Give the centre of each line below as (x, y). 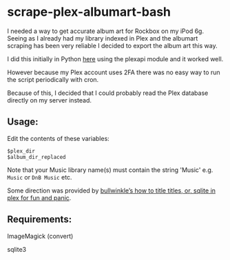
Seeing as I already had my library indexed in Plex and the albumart (103, 38)
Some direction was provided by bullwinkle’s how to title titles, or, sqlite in (111, 191)
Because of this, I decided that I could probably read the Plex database (108, 93)
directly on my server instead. (49, 100)
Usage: (23, 122)
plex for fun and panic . (39, 197)
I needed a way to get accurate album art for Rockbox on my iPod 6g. (106, 31)
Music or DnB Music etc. (40, 177)
